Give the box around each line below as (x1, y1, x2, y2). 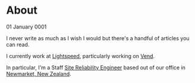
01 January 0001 (6, 23, 47, 30)
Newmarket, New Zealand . (6, 70, 71, 77)
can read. (6, 41, 30, 48)
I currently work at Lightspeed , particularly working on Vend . (6, 52, 155, 59)
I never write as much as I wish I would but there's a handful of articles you (6, 34, 190, 41)
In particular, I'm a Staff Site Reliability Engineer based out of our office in (6, 63, 186, 71)
